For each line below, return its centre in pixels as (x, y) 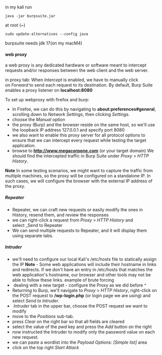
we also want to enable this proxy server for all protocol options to (79, 135)
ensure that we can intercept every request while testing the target (79, 140)
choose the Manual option (39, 120)
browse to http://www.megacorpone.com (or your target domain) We (83, 151)
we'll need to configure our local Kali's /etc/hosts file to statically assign (84, 259)
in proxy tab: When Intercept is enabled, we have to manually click (72, 80)
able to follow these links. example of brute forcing (63, 280)
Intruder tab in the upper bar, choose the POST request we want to (81, 306)
